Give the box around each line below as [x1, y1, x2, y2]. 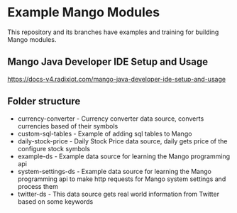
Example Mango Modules [7, 4, 160, 21]
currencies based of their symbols [17, 121, 118, 130]
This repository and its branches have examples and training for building [7, 28, 219, 36]
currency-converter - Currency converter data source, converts [17, 114, 204, 123]
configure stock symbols [17, 144, 91, 153]
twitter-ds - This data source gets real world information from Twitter [17, 190, 220, 198]
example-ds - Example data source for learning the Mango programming [17, 152, 231, 160]
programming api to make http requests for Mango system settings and [17, 175, 226, 183]
